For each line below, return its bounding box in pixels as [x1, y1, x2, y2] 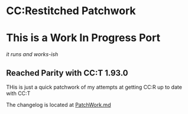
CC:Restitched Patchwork [6, 4, 136, 18]
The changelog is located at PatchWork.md [6, 101, 111, 108]
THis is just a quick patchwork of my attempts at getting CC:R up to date [6, 83, 182, 90]
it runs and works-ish [6, 51, 59, 58]
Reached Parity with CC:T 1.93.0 [6, 68, 128, 78]
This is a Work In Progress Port [6, 31, 161, 45]
